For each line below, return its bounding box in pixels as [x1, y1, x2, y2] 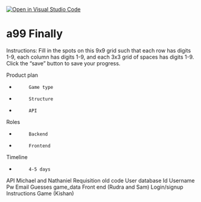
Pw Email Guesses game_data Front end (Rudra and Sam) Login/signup [6, 183, 183, 191]
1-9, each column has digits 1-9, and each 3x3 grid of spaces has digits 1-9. [6, 53, 194, 60]
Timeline [6, 153, 28, 160]
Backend [28, 131, 48, 137]
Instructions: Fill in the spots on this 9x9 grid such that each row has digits [6, 47, 191, 54]
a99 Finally [6, 27, 63, 41]
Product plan [6, 71, 38, 79]
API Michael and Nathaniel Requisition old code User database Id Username [6, 177, 195, 184]
